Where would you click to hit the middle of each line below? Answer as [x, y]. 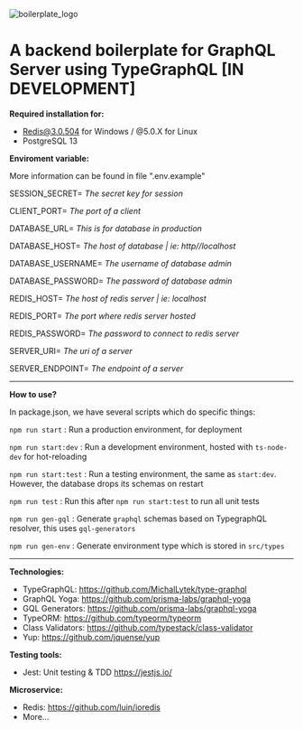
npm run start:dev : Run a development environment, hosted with [132, 446]
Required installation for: [57, 114]
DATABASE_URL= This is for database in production [106, 228]
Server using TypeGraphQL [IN [127, 70]
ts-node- [271, 447]
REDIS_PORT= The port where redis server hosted [103, 315]
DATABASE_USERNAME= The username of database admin [121, 263]
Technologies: [37, 571]
